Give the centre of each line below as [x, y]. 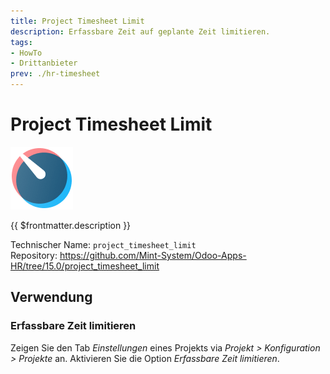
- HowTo [26, 53]
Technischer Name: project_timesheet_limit [103, 244]
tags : [21, 42]
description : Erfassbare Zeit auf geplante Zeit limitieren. [140, 31]
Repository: [34, 255]
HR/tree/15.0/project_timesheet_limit [85, 266]
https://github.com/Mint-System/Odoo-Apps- [153, 255]
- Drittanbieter [44, 63]
